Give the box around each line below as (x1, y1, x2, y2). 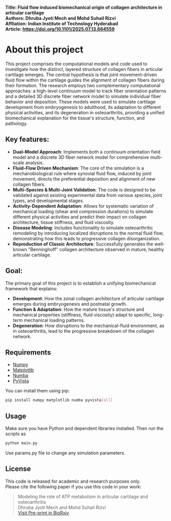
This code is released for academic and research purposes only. (5, 478, 141, 484)
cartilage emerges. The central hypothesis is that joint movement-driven (5, 71, 157, 78)
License (5, 464, 31, 474)
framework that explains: (5, 285, 58, 291)
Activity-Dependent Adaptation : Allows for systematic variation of (12, 203, 154, 209)
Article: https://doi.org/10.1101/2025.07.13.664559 (5, 26, 115, 32)
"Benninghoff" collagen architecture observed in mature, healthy (28, 246, 164, 252)
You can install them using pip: (5, 388, 70, 394)
